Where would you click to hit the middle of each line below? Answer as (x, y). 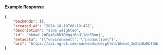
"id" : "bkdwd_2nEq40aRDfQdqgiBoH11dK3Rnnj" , (59, 35)
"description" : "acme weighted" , (47, 30)
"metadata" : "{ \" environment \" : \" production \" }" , (66, 39)
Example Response (24, 7)
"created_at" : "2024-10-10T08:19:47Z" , (54, 26)
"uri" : (20, 44)
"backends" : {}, (30, 22)
